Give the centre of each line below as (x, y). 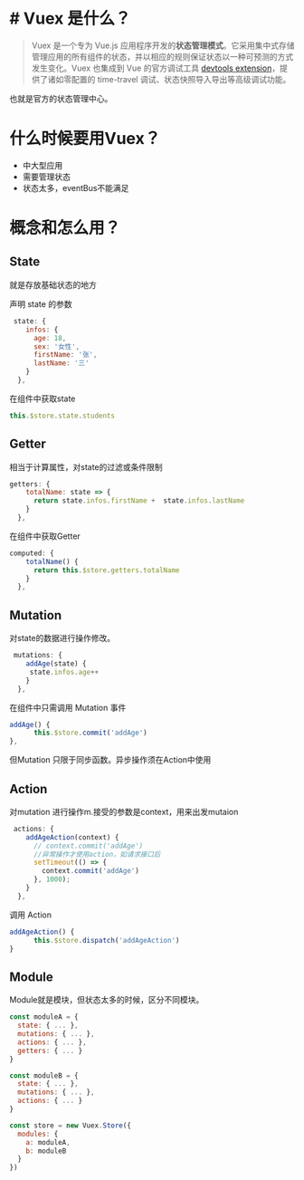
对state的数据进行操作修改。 (62, 638)
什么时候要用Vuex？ (85, 139)
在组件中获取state (43, 398)
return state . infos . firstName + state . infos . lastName (139, 501)
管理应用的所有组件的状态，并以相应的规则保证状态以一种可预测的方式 (162, 56)
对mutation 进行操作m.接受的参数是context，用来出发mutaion (124, 811)
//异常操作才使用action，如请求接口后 (97, 854)
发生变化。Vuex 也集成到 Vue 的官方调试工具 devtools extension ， (156, 68)
